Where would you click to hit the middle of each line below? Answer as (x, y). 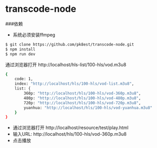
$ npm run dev (21, 54)
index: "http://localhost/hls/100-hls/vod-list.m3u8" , (74, 84)
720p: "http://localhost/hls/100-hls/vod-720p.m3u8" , (82, 103)
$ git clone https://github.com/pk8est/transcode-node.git (70, 44)
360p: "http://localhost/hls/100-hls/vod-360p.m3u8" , (82, 94)
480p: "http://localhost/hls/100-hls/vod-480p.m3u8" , (82, 98)
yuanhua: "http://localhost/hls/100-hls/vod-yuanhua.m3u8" (88, 108)
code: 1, (24, 79)
